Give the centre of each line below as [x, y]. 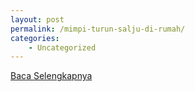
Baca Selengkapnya [51, 76]
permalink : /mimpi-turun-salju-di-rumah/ [98, 29]
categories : [35, 38]
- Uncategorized [62, 47]
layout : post [37, 19]
